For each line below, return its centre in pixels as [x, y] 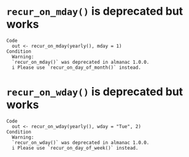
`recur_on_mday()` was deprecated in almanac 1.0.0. [81, 62]
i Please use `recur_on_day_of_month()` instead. [76, 67]
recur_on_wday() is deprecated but [95, 92]
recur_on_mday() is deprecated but [95, 11]
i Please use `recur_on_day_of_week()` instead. [75, 148]
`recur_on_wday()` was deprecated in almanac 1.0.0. [81, 142]
